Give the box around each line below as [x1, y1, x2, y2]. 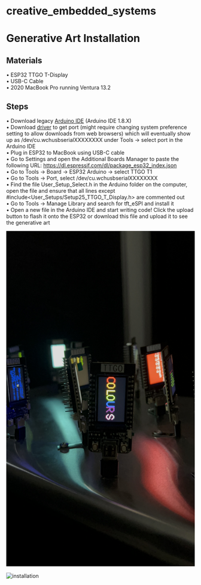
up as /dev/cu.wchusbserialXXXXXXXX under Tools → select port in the [6, 137, 184, 143]
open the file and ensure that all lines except [6, 187, 115, 194]
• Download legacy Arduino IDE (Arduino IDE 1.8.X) [6, 117, 132, 124]
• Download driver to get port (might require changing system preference [6, 124, 187, 131]
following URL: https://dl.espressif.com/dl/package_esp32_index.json [6, 162, 177, 169]
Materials [6, 55, 42, 65]
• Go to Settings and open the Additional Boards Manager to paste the [6, 156, 179, 162]
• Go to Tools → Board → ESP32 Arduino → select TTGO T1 [6, 168, 153, 175]
